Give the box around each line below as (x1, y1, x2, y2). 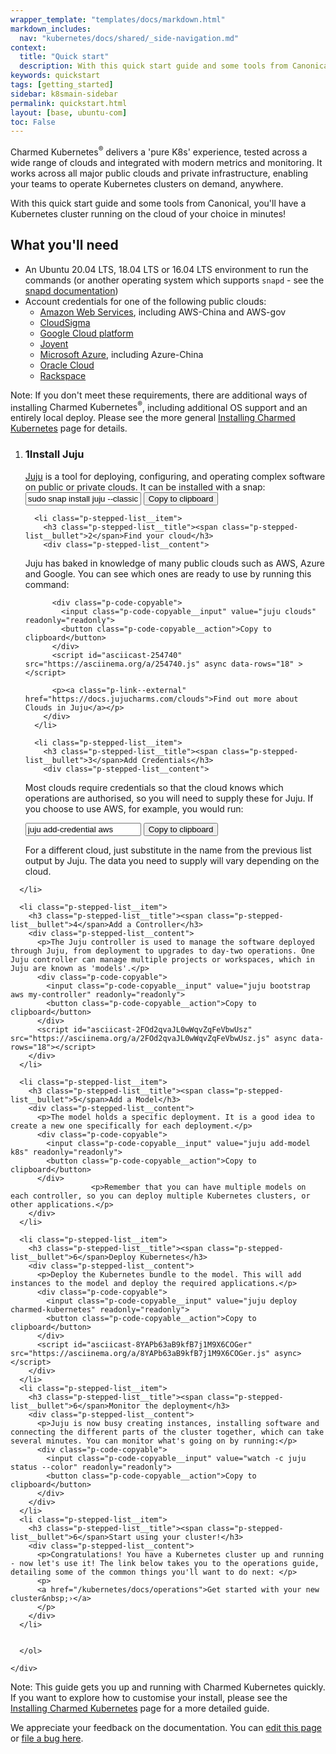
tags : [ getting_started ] (10, 80, 114, 90)
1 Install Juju (24, 447, 85, 461)
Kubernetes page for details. (10, 422, 128, 435)
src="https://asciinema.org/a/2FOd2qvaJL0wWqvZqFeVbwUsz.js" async (10, 1033, 298, 1043)
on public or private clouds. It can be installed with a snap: (24, 481, 266, 493)
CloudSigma (39, 316, 91, 328)
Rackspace (39, 369, 87, 381)
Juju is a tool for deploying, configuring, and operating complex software (24, 470, 326, 482)
